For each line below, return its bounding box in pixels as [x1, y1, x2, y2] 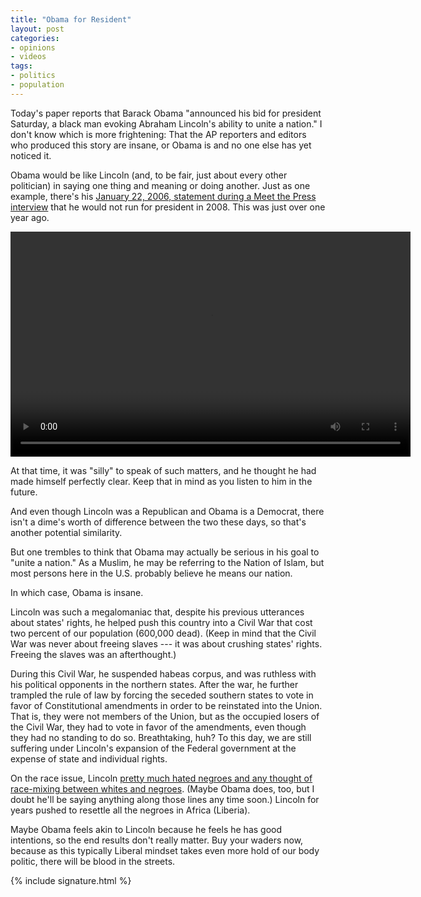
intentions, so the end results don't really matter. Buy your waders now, [10, 834, 304, 846]
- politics [10, 71, 56, 81]
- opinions [10, 42, 56, 53]
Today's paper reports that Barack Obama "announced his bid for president [10, 107, 322, 119]
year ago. [10, 211, 50, 223]
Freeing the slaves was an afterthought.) [10, 648, 177, 660]
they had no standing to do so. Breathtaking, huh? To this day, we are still [10, 731, 312, 743]
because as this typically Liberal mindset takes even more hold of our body [10, 844, 320, 856]
